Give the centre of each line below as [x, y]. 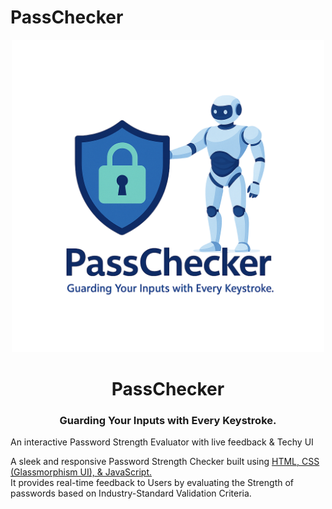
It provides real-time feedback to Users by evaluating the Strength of [152, 483]
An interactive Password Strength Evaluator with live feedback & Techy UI [162, 442]
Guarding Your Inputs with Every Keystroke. [168, 421]
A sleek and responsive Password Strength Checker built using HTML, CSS [165, 462]
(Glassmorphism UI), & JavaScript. [81, 472]
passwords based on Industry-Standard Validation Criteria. [131, 493]
